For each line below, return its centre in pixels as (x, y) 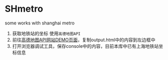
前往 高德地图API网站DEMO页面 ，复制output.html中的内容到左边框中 (84, 40)
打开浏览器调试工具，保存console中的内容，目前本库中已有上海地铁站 (85, 46)
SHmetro (24, 9)
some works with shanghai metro (40, 23)
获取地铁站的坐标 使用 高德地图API (46, 33)
